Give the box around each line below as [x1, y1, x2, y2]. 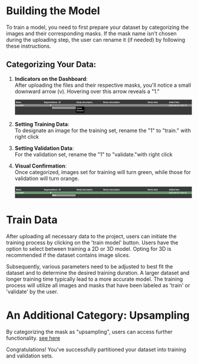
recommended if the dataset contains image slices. [6, 251, 131, 258]
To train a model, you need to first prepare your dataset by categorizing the [6, 24, 189, 31]
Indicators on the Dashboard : [14, 75, 88, 82]
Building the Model [6, 4, 100, 18]
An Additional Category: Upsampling [6, 309, 190, 322]
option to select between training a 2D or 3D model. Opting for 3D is [6, 245, 172, 252]
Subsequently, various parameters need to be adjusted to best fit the [6, 263, 173, 270]
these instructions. [6, 42, 51, 50]
